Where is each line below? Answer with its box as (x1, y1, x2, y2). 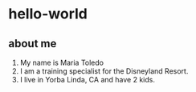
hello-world (8, 5, 88, 23)
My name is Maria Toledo (19, 58, 104, 67)
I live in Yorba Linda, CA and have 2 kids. (19, 75, 155, 84)
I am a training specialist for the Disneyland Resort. (19, 66, 189, 76)
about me (8, 37, 57, 50)
